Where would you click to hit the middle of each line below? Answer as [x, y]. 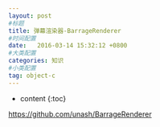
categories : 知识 [36, 61]
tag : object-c [32, 76]
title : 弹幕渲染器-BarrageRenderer [65, 31]
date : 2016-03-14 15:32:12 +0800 [68, 46]
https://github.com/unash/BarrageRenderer [80, 114]
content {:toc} [43, 98]
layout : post [30, 16]
